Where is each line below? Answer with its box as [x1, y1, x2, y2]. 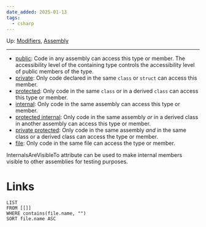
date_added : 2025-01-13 [6, 9, 67, 15]
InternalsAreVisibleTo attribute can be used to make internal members [6, 152, 183, 159]
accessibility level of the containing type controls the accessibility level [15, 61, 195, 69]
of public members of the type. [15, 68, 94, 75]
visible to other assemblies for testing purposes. [6, 158, 128, 166]
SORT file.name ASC [6, 216, 56, 222]
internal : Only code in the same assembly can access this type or [15, 101, 181, 108]
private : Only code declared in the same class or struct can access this [15, 74, 197, 82]
